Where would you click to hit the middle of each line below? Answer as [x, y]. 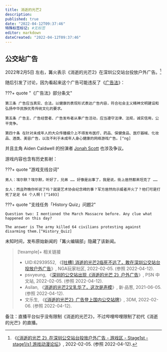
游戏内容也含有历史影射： [31, 159]
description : [19, 14]
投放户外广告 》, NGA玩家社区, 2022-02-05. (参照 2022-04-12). [89, 268]
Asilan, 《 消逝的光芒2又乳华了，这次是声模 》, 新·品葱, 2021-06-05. [93, 287]
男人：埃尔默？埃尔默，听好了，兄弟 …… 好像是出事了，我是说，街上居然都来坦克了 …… [82, 180]
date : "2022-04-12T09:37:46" [35, 24]
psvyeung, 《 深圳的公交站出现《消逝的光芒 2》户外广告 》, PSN [89, 275]
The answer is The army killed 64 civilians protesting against [73, 227]
